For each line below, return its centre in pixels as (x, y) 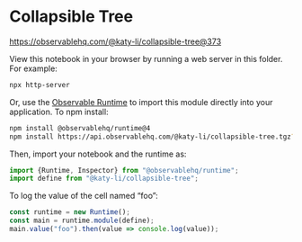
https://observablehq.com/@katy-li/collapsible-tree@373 (115, 41)
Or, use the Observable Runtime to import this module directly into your (141, 102)
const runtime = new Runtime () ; (70, 212)
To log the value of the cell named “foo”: (84, 196)
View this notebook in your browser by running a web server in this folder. (146, 58)
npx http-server (40, 85)
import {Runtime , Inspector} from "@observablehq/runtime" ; (124, 170)
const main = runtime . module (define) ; (82, 221)
